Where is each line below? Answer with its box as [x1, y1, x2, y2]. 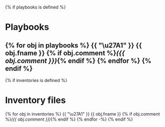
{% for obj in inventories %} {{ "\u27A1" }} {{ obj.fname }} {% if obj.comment [5, 111, 160, 117]
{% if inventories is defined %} [5, 78, 67, 83]
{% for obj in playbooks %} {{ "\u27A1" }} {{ [5, 41, 142, 49]
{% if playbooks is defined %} [5, 4, 66, 10]
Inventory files [5, 95, 66, 106]
